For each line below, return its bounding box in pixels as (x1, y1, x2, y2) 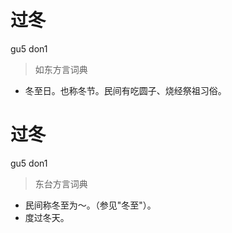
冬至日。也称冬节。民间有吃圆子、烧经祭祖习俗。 (24, 84, 227, 96)
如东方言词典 (34, 63, 88, 75)
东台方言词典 (34, 177, 88, 190)
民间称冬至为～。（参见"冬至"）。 (24, 199, 157, 211)
